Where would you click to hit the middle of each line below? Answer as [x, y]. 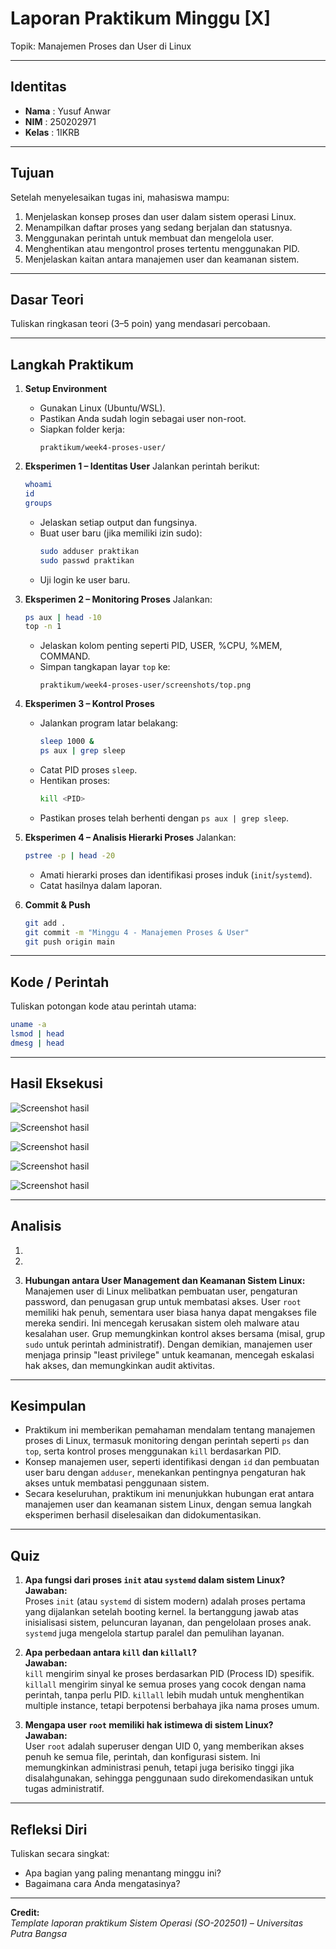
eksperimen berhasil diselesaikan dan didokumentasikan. [143, 1515]
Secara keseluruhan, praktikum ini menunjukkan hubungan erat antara [169, 1494]
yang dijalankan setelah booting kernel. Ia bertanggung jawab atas [161, 1612]
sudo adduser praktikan [89, 551]
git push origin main [69, 942]
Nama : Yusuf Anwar [67, 111]
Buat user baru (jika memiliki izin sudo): [121, 533]
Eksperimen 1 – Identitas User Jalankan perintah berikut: [142, 466]
